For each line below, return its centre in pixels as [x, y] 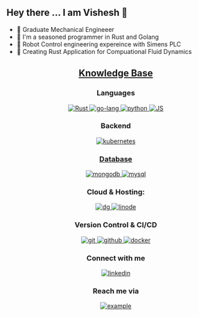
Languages [116, 93]
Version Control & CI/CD [116, 225]
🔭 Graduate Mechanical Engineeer [66, 29]
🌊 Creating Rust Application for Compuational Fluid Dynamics [104, 51]
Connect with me [116, 258]
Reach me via [116, 291]
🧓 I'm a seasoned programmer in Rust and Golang [88, 37]
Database [116, 158]
